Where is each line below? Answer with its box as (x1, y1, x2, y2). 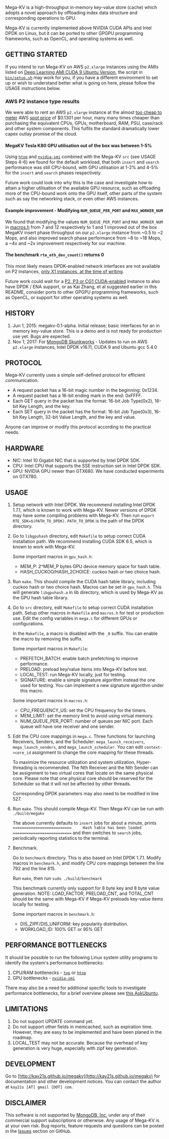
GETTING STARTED (5, 50, 68, 59)
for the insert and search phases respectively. (5, 170, 102, 176)
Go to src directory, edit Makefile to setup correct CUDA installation (12, 604, 154, 611)
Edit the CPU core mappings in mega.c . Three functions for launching (12, 733, 155, 739)
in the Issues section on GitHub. (5, 1128, 72, 1134)
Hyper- (136, 759, 151, 765)
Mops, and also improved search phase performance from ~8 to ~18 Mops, (5, 235, 161, 241)
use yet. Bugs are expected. (12, 333, 71, 339)
